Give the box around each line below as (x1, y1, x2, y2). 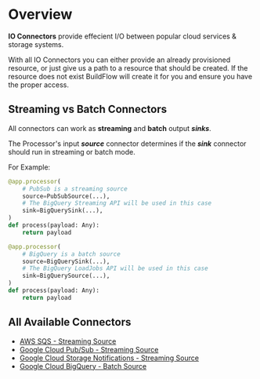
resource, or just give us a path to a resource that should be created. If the (8, 63, 248, 72)
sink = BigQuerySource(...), (22, 272, 110, 280)
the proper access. (8, 80, 69, 89)
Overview (8, 5, 73, 24)
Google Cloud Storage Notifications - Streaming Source (19, 353, 200, 363)
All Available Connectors (8, 315, 132, 329)
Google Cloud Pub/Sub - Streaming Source (19, 344, 159, 354)
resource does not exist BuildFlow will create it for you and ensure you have (8, 71, 253, 81)
